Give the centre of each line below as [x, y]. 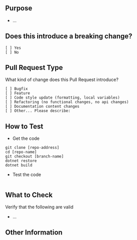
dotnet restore [21, 161]
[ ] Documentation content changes [42, 107]
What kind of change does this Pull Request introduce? [62, 79]
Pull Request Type [34, 68]
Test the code [27, 175]
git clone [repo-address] [32, 148]
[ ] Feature [18, 93]
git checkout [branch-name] [35, 156]
